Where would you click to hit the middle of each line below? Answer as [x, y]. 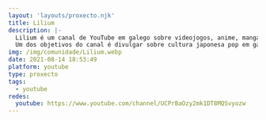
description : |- [35, 30]
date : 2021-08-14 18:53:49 [53, 60]
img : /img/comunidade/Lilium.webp [65, 52]
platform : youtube [38, 67]
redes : [19, 96]
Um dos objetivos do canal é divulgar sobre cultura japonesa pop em [132, 45]
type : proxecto [33, 74]
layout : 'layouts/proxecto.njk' [61, 15]
